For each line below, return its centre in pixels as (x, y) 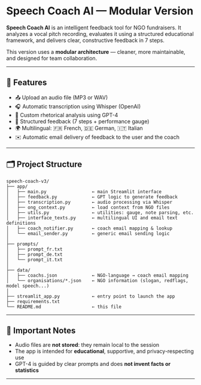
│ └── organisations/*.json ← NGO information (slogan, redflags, (97, 280)
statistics (27, 370)
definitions (21, 223)
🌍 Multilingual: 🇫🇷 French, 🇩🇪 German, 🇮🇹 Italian (79, 128)
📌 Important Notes (41, 330)
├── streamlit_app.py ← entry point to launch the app (91, 296)
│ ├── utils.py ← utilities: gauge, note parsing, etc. (100, 213)
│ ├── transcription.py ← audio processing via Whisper (89, 202)
